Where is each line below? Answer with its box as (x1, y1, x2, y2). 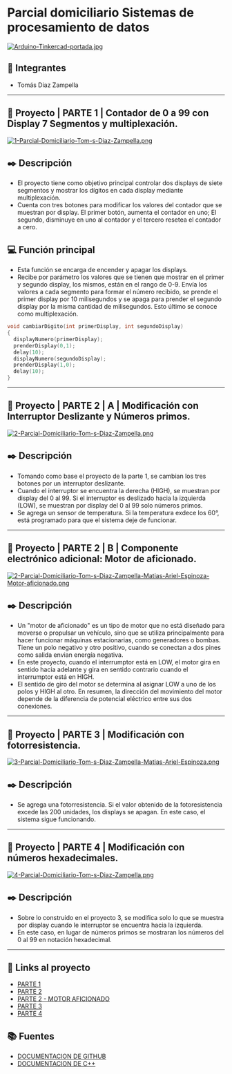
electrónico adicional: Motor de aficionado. (7, 553, 197, 565)
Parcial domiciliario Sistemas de (7, 5, 195, 21)
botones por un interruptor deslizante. (17, 479, 126, 488)
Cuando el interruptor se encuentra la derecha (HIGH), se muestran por (17, 486, 221, 495)
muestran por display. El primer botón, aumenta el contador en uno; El (17, 209, 217, 217)
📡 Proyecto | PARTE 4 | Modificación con (7, 841, 185, 854)
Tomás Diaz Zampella (17, 81, 79, 89)
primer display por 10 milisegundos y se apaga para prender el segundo (17, 295, 222, 303)
